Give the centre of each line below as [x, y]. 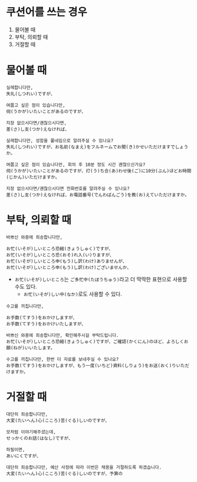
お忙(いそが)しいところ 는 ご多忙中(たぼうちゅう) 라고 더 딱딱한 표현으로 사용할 [101, 279]
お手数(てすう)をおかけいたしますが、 [46, 324]
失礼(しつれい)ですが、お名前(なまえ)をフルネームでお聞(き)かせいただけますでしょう [97, 147]
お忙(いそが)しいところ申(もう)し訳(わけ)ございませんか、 [69, 267]
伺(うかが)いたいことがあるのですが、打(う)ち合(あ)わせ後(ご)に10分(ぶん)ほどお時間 [99, 171]
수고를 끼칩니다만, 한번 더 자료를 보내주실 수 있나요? [63, 359]
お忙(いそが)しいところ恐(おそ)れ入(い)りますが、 [60, 255]
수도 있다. [26, 286]
